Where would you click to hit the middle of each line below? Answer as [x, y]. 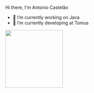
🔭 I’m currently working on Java [46, 17]
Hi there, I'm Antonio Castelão [37, 7]
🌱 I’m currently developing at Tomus [51, 23]
